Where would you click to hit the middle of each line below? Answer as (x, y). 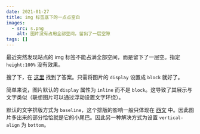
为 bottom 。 (35, 125)
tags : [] (17, 39)
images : (16, 23)
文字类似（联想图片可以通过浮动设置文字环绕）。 (65, 97)
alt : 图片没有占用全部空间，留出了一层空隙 (64, 34)
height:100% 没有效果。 (35, 64)
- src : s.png (28, 28)
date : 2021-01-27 (28, 12)
